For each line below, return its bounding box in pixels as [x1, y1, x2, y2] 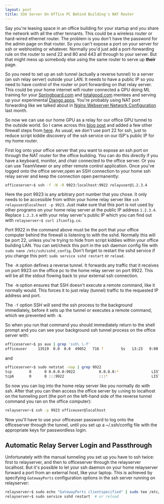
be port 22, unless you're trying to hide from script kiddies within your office [5, 237, 159, 243]
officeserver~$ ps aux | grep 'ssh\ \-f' [5, 342, 91, 347]
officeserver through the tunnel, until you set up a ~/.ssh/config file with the [5, 422, 158, 428]
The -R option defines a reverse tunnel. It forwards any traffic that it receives [5, 262, 159, 268]
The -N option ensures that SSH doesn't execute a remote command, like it [5, 282, 155, 288]
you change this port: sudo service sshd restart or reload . [5, 253, 125, 259]
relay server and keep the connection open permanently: [5, 173, 120, 179]
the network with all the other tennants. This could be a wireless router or [5, 30, 153, 36]
